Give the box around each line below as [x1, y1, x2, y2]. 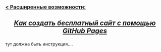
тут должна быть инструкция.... [5, 41, 73, 47]
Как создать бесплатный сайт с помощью [14, 19, 156, 27]
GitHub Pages [62, 26, 108, 35]
